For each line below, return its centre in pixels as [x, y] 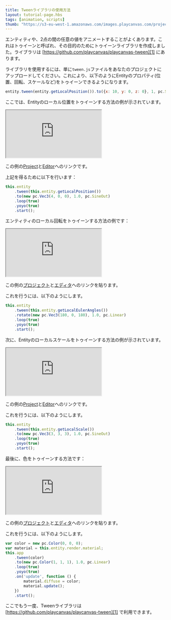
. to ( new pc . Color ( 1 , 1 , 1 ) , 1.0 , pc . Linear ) [62, 562]
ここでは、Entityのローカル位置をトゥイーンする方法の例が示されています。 [84, 102]
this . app [15, 553]
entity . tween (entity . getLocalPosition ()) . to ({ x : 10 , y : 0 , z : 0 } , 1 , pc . [85, 92]
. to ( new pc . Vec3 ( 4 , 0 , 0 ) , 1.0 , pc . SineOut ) [62, 196]
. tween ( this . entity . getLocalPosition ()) [58, 192]
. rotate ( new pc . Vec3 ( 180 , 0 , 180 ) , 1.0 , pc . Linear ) [70, 315]
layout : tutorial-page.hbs [34, 15]
